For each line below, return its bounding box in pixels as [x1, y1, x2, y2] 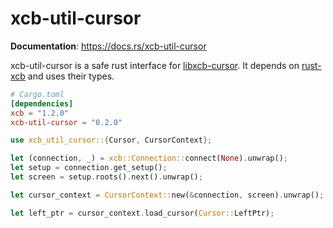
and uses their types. [27, 70, 115, 82]
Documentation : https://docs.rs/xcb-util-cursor [10, 40, 207, 52]
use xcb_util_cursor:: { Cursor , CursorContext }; [10, 135, 213, 146]
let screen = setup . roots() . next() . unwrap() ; [10, 172, 203, 182]
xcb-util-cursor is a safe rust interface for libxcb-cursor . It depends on [10, 59, 300, 71]
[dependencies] [10, 98, 74, 109]
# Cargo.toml [10, 89, 65, 99]
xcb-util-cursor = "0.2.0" [10, 117, 123, 127]
